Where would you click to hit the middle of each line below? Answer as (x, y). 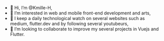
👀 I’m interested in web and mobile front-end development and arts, (80, 13)
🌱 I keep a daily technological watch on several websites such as (77, 18)
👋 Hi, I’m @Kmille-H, (31, 8)
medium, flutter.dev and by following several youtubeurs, (69, 23)
